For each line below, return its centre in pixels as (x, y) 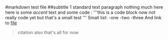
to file (11, 23)
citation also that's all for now (48, 32)
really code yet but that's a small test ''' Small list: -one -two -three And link (83, 18)
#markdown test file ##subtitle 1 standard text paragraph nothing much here (84, 7)
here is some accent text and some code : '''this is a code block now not (80, 12)
